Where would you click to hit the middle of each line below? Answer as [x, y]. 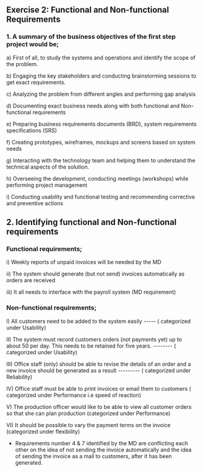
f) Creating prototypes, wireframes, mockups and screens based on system [101, 142]
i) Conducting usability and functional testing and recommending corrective [101, 197]
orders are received [31, 280]
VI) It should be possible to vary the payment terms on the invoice [88, 425]
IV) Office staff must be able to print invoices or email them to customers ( [99, 388]
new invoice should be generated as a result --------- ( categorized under [98, 370]
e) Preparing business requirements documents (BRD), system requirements [101, 124]
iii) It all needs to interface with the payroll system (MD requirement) [91, 292]
